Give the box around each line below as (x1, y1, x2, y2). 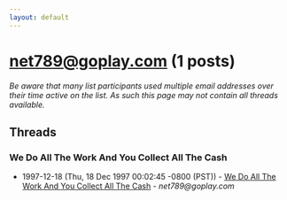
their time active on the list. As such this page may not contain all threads (9, 89, 279, 100)
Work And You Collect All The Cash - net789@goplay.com (21, 181, 235, 191)
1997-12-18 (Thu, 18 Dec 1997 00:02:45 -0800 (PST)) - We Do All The (21, 172, 276, 182)
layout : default (9, 12, 69, 22)
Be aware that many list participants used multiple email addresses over (9, 81, 275, 91)
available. (9, 99, 46, 110)
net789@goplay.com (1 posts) (9, 50, 237, 71)
